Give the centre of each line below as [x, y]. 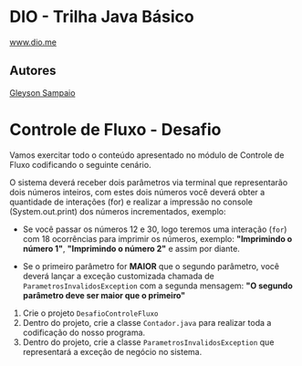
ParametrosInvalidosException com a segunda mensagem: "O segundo [158, 286]
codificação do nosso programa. [84, 332]
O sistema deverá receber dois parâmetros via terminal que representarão [149, 182]
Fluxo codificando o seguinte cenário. [81, 164]
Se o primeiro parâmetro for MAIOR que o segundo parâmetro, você [151, 266]
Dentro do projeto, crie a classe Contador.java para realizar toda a [147, 322]
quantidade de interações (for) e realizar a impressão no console [131, 202]
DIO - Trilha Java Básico [102, 17]
